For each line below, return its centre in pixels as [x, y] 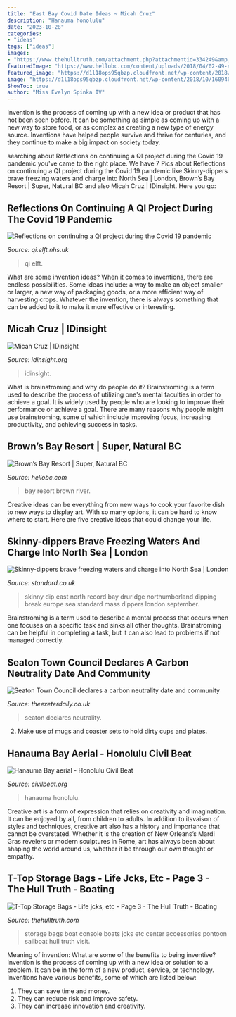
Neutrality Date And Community [79, 673]
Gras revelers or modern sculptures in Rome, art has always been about [111, 841]
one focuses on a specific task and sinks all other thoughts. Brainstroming [114, 625]
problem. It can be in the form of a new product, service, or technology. [111, 970]
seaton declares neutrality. [63, 718]
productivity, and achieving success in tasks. [72, 424]
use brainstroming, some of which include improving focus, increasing [109, 417]
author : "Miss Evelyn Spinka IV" [56, 92]
